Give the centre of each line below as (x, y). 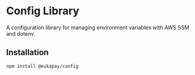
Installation (27, 53)
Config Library (43, 11)
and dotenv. (21, 33)
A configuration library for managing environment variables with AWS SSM (98, 27)
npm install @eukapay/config (42, 66)
